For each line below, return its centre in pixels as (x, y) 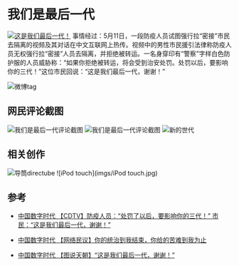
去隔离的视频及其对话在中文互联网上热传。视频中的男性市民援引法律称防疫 (116, 44)
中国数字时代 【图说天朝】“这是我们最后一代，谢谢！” (96, 255)
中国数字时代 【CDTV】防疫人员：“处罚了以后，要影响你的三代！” (114, 216)
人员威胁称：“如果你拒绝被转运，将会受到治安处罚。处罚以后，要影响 (127, 62)
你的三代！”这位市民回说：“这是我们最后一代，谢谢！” (86, 71)
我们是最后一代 (51, 15)
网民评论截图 (36, 111)
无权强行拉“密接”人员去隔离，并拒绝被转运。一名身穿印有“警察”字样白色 (118, 53)
